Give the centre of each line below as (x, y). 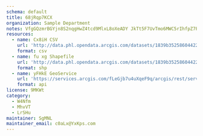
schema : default (27, 12)
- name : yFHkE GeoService (44, 73)
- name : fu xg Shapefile (43, 57)
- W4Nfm (21, 101)
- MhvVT (21, 107)
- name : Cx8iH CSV (35, 40)
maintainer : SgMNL (29, 118)
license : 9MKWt (25, 90)
